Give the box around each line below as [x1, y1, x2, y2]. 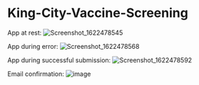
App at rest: [7, 28, 42, 37]
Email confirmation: [7, 69, 64, 78]
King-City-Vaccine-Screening [7, 5, 189, 21]
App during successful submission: [7, 55, 111, 64]
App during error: [7, 42, 58, 50]
